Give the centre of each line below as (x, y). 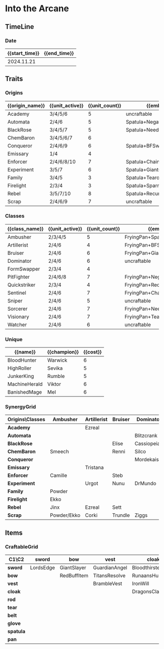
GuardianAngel (110, 568)
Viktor (54, 384)
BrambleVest (108, 584)
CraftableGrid (21, 547)
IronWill (141, 584)
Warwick (57, 360)
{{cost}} (93, 352)
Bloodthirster (147, 568)
